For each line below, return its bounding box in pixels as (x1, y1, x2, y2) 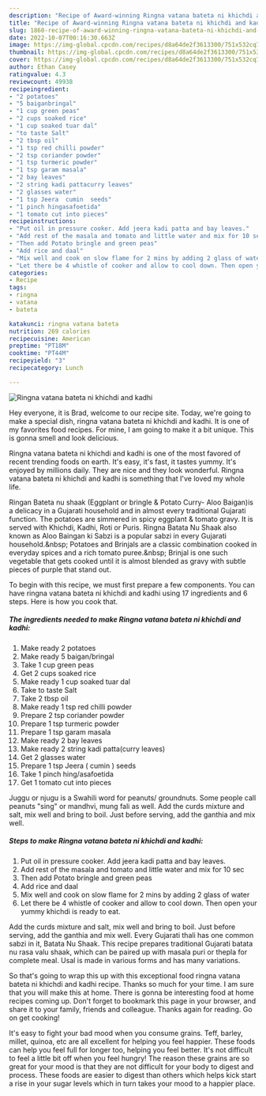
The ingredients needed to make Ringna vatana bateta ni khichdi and (9, 614, 242, 625)
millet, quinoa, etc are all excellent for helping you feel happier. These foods (9, 1037, 256, 1046)
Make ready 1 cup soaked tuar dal (20, 677, 131, 686)
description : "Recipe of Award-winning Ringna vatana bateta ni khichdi (9, 11, 253, 20)
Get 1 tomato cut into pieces (20, 777, 112, 787)
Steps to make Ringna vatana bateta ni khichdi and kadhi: (9, 836, 204, 846)
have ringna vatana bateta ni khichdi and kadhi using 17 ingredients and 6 (9, 588, 248, 598)
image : (9, 41, 31, 49)
